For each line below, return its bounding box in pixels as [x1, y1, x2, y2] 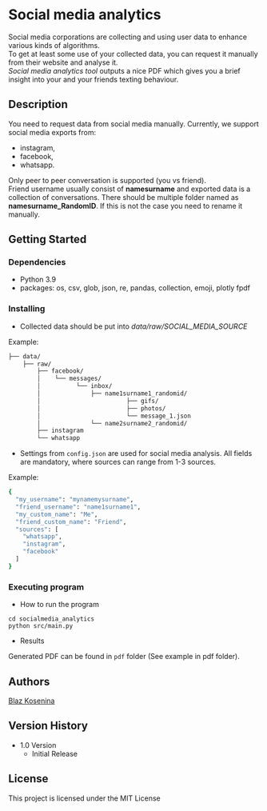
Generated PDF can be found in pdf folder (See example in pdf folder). [8, 652, 240, 661]
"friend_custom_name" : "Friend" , [15, 517, 127, 525]
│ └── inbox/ [37, 382, 113, 390]
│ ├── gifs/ [37, 397, 159, 405]
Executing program [8, 581, 85, 593]
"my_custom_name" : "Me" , [15, 510, 98, 518]
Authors [8, 674, 50, 689]
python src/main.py [8, 622, 74, 630]
